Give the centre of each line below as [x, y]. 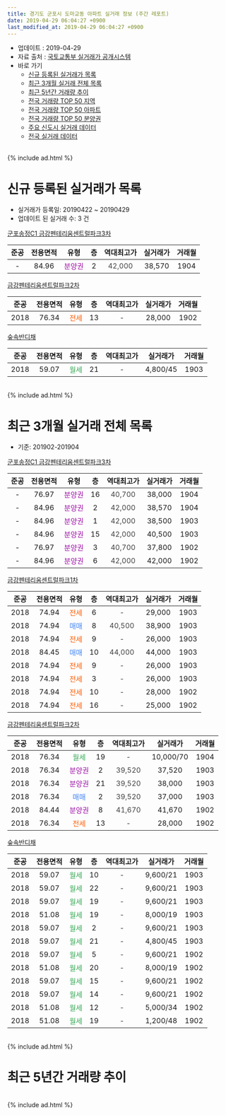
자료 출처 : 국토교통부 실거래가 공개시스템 [74, 57]
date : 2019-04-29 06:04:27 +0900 [56, 21]
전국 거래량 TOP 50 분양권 [64, 119]
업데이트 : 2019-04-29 [49, 48]
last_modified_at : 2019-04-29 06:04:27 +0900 [75, 27]
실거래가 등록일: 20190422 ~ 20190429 [73, 210]
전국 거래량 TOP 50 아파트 [64, 110]
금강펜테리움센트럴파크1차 [43, 580]
